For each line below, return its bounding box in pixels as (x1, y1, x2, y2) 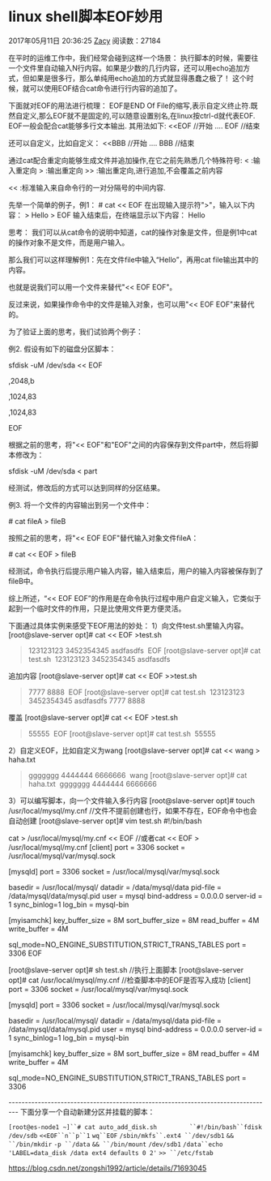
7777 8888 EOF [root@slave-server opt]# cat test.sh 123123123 (28, 687, 245, 697)
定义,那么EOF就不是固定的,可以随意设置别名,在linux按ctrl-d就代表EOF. (22, 110, 256, 120)
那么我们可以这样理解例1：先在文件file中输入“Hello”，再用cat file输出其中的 (8, 255, 259, 264)
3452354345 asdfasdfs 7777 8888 (28, 695, 146, 706)
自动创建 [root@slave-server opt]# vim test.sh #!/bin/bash (8, 816, 202, 826)
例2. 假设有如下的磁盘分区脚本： (8, 344, 116, 354)
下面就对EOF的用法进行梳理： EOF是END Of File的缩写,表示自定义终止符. (8, 101, 251, 110)
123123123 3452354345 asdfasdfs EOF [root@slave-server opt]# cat (28, 646, 261, 655)
